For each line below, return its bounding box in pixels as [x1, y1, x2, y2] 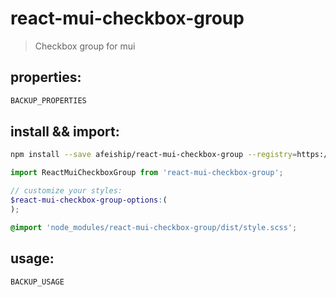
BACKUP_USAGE [10, 277, 65, 287]
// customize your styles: [10, 186, 123, 196]
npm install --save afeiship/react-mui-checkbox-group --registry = [10, 150, 298, 160]
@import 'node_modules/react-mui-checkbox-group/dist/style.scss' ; [10, 222, 298, 232]
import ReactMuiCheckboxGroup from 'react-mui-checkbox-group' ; [10, 168, 284, 178]
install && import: [10, 123, 120, 141]
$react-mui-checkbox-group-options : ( [10, 195, 168, 206]
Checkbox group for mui [34, 40, 136, 52]
